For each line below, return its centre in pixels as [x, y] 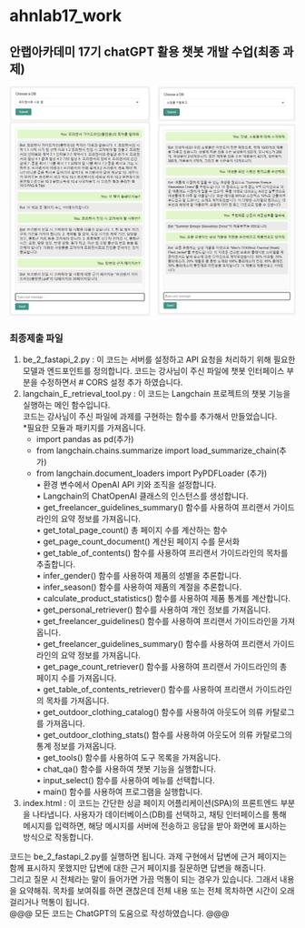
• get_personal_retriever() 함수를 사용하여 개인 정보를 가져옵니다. [153, 610]
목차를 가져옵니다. [78, 701]
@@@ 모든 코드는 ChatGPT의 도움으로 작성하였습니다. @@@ [119, 913]
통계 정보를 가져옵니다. [76, 746]
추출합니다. [56, 564]
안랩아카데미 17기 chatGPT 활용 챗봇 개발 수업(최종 [145, 51]
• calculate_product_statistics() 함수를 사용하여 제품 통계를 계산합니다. [163, 599]
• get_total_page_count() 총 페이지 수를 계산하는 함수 [132, 530]
